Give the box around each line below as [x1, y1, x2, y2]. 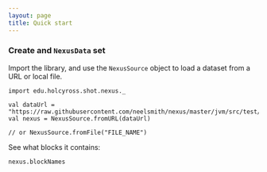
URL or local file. [8, 71, 63, 81]
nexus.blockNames [8, 158, 66, 166]
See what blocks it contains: [8, 142, 101, 151]
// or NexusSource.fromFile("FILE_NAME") [8, 128, 148, 136]
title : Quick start [8, 19, 73, 27]
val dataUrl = [8, 101, 56, 109]
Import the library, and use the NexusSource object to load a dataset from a [8, 63, 250, 72]
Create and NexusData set [8, 45, 106, 56]
